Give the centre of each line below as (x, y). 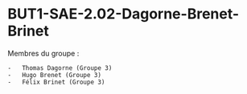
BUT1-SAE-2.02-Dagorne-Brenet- (123, 14)
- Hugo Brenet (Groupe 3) (55, 75)
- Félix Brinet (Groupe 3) (56, 82)
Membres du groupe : (43, 53)
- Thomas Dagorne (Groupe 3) (60, 68)
